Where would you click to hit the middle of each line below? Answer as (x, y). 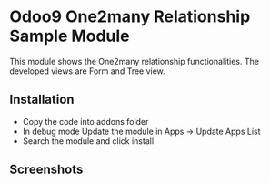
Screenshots (46, 170)
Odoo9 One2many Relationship (130, 17)
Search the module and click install (88, 141)
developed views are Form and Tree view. (87, 71)
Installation (42, 100)
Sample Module (70, 36)
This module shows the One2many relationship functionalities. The (134, 61)
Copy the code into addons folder (85, 121)
